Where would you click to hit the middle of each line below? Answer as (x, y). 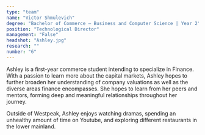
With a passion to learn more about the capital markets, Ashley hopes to (97, 75)
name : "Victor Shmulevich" (41, 18)
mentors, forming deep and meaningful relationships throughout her (92, 95)
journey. (16, 101)
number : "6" (21, 52)
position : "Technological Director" (53, 29)
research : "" (23, 46)
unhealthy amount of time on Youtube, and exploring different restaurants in (102, 120)
